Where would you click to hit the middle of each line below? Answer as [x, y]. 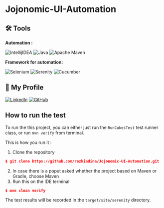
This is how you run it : [28, 142]
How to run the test [35, 115]
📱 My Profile [24, 88]
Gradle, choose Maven [36, 176]
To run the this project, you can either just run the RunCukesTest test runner [82, 127]
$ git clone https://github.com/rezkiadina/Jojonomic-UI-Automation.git [82, 161]
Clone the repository [33, 152]
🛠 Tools [18, 28]
